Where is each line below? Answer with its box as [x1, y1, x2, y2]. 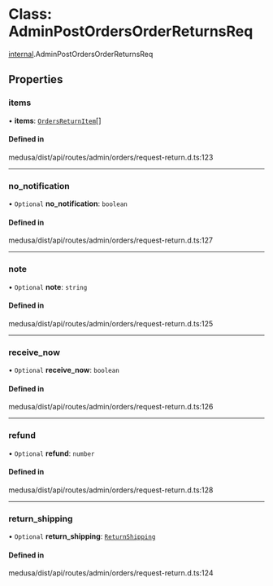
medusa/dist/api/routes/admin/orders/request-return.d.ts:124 [8, 568, 214, 578]
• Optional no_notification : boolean [8, 199, 128, 208]
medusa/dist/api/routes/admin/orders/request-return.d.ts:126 [8, 402, 214, 412]
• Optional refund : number [8, 448, 95, 458]
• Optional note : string [8, 282, 88, 291]
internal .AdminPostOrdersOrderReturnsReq [8, 49, 154, 59]
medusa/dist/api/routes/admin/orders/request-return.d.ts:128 [8, 485, 214, 495]
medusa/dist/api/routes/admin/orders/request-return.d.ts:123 [8, 152, 214, 162]
